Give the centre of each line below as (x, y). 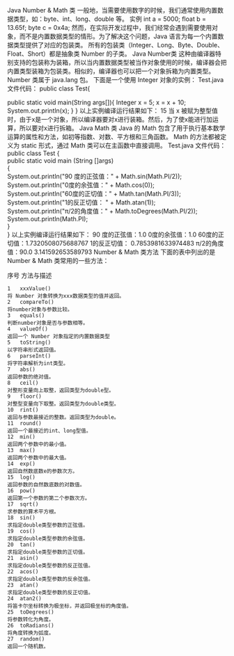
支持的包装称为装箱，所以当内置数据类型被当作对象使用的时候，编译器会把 (120, 62)
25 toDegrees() (31, 612)
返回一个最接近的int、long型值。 (49, 431)
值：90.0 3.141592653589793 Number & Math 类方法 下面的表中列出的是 (111, 252)
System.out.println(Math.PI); (48, 219)
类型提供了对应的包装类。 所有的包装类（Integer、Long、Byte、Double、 (118, 45)
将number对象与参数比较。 (40, 310)
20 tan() (22, 545)
